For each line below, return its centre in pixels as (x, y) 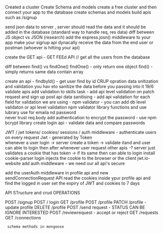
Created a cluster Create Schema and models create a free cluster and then (81, 7)
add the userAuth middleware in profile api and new (57, 173)
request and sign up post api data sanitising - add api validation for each (78, 97)
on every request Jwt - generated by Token (49, 137)
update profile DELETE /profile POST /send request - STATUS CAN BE (75, 207)
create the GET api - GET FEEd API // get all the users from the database (78, 57)
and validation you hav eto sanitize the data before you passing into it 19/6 (80, 86)
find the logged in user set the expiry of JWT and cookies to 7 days (72, 183)
